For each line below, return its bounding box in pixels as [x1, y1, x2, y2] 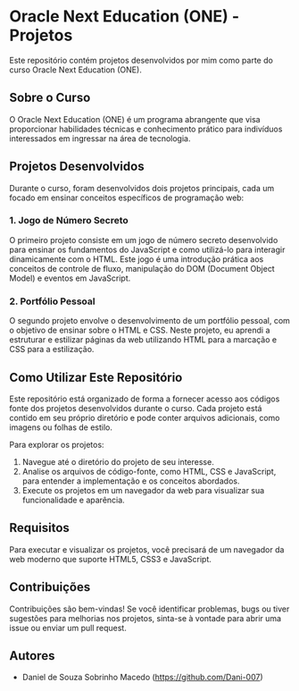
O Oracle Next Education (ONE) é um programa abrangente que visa [9, 114, 261, 124]
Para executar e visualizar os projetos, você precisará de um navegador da [9, 544, 285, 555]
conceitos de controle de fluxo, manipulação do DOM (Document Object [9, 263, 275, 274]
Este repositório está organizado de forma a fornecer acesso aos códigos [9, 393, 280, 404]
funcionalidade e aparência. [21, 494, 125, 505]
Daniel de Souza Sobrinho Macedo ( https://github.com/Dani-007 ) [21, 672, 263, 683]
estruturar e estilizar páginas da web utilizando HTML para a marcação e [9, 334, 278, 345]
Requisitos [9, 520, 70, 535]
